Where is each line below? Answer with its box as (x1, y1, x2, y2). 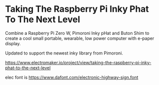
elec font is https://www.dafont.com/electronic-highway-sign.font (5, 74, 139, 80)
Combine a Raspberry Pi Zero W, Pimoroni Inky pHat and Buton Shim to (5, 30, 150, 36)
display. (5, 40, 21, 46)
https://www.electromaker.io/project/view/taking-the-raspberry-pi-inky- (5, 59, 152, 65)
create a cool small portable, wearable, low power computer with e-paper (5, 35, 154, 41)
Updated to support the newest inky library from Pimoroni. (5, 50, 123, 56)
